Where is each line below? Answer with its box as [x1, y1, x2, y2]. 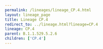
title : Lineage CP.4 [5, 17, 49, 22]
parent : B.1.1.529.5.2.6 [5, 31, 57, 36]
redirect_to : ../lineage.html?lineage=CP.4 [5, 21, 98, 27]
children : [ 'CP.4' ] [5, 36, 46, 41]
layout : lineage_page [5, 12, 51, 17]
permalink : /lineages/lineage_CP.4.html [5, 7, 92, 13]
